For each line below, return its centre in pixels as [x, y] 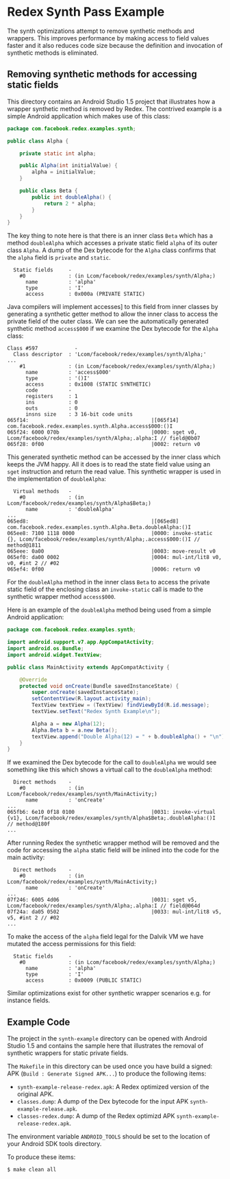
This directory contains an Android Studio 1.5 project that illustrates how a [111, 101]
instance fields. [29, 1000]
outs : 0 [51, 408]
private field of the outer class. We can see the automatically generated [108, 321]
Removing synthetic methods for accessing [102, 74]
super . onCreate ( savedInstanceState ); [85, 693]
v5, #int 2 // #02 [33, 918]
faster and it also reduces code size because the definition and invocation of [115, 45]
